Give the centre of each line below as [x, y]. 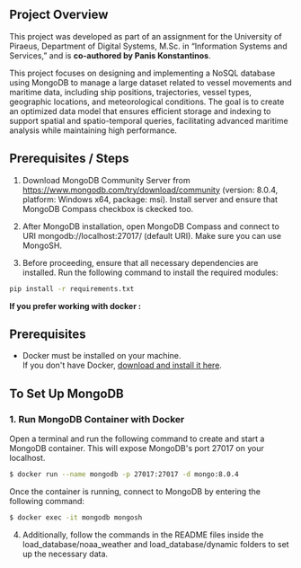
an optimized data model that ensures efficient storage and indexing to [140, 111]
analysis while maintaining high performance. [93, 130]
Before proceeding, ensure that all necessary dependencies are [140, 262]
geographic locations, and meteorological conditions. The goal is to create [147, 102]
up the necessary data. [65, 554]
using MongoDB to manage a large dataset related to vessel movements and [150, 82]
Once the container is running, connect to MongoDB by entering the [135, 491]
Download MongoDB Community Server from [106, 180]
